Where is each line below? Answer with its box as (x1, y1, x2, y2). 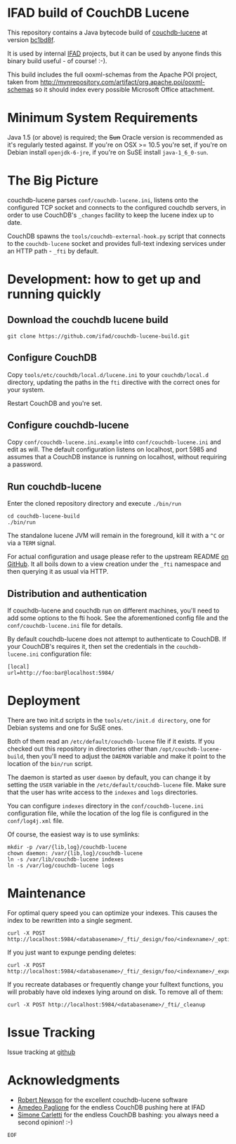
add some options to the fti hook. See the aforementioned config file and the (7, 614, 229, 622)
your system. (7, 385, 46, 394)
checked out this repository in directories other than (7, 744, 158, 753)
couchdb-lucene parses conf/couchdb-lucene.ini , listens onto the (7, 195, 199, 204)
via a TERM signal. (7, 539, 56, 547)
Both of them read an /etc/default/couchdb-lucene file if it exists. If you (7, 737, 215, 745)
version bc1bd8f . (7, 35, 55, 44)
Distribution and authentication (7, 588, 147, 600)
